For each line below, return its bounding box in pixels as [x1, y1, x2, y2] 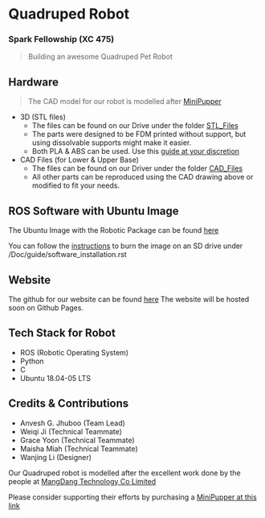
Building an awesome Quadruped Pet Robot [27, 52, 173, 61]
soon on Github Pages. [8, 303, 84, 313]
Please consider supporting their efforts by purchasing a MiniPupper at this [8, 492, 257, 502]
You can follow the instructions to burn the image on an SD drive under [8, 241, 243, 251]
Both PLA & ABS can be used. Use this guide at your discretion [31, 147, 239, 156]
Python [19, 356, 44, 366]
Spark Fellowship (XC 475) [8, 34, 115, 45]
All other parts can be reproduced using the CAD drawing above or [31, 172, 254, 182]
